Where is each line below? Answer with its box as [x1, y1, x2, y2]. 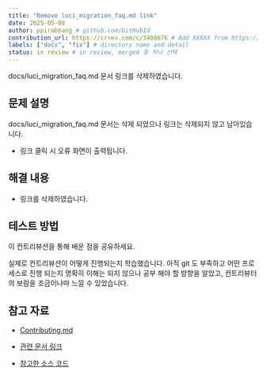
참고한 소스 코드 [19, 358, 69, 369]
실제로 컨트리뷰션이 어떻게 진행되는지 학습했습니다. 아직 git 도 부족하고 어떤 [8, 258, 241, 268]
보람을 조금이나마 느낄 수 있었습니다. [16, 278, 129, 288]
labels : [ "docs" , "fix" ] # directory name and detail [8, 41, 190, 49]
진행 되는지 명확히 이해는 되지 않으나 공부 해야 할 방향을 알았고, [28, 269, 223, 278]
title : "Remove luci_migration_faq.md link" [8, 11, 158, 20]
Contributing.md [19, 326, 74, 335]
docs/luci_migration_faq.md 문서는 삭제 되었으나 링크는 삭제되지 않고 [8, 119, 226, 128]
